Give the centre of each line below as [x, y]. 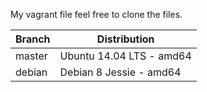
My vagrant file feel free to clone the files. [96, 14]
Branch [33, 39]
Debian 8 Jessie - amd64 [120, 72]
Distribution [125, 39]
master [31, 56]
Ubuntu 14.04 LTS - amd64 [125, 56]
